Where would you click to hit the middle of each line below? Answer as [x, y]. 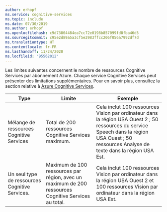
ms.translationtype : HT [30, 42]
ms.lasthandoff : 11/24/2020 [34, 51]
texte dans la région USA [125, 151]
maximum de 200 [67, 184]
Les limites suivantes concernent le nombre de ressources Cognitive [75, 70]
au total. [55, 203]
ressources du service [122, 126]
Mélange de [22, 123]
